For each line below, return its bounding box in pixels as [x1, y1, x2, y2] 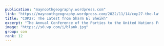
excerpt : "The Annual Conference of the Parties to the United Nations [5, 20, 154, 25]
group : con [5, 29, 27, 34]
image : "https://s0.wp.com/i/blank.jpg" [5, 25, 89, 30]
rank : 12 [5, 34, 23, 39]
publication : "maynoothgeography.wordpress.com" [5, 7, 106, 12]
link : [5, 11, 16, 16]
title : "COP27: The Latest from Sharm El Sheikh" [5, 16, 108, 21]
